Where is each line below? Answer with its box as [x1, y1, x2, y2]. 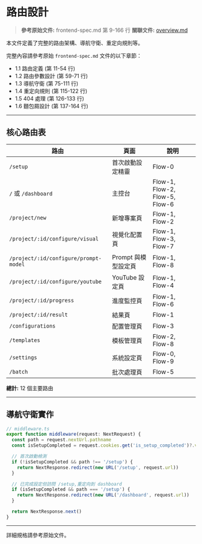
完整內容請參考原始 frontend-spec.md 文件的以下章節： [6, 52, 142, 59]
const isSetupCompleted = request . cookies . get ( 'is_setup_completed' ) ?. [11, 442, 195, 448]
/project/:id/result [9, 311, 68, 318]
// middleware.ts [6, 426, 50, 432]
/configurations [9, 322, 56, 329]
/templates [9, 337, 40, 343]
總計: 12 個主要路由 [6, 384, 54, 391]
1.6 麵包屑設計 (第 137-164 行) [14, 102, 88, 109]
